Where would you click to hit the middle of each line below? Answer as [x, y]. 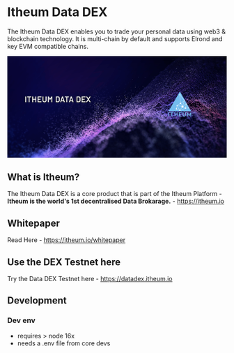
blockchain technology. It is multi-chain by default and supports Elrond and [115, 38]
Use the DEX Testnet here [64, 262]
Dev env [22, 320]
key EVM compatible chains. [48, 46]
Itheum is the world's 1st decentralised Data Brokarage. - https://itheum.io [116, 201]
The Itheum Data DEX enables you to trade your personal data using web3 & [117, 31]
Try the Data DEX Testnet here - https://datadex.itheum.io [90, 279]
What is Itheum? [44, 177]
